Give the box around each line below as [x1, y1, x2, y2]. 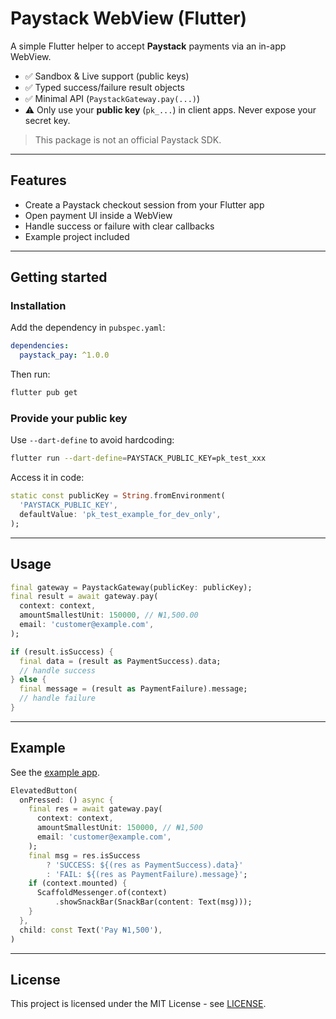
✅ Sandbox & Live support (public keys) [24, 70, 190, 82]
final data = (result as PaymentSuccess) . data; [19, 656, 222, 666]
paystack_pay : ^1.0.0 [19, 350, 110, 361]
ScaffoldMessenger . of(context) [36, 888, 168, 898]
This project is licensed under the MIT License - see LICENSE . [10, 998, 267, 1010]
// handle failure [19, 693, 97, 704]
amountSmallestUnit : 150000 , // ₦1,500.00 [19, 610, 199, 621]
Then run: [10, 368, 51, 381]
